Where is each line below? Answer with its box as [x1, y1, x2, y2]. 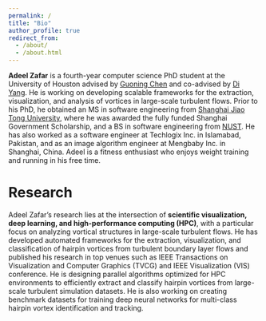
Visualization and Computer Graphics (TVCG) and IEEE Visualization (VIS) [8, 260, 250, 270]
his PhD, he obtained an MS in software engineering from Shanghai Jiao [8, 105, 245, 114]
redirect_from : [8, 34, 59, 42]
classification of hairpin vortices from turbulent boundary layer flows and [8, 244, 249, 253]
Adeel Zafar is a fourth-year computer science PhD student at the [8, 71, 226, 80]
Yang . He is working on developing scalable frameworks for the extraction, [8, 88, 254, 97]
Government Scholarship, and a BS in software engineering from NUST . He [8, 121, 256, 131]
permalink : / [8, 11, 52, 20]
